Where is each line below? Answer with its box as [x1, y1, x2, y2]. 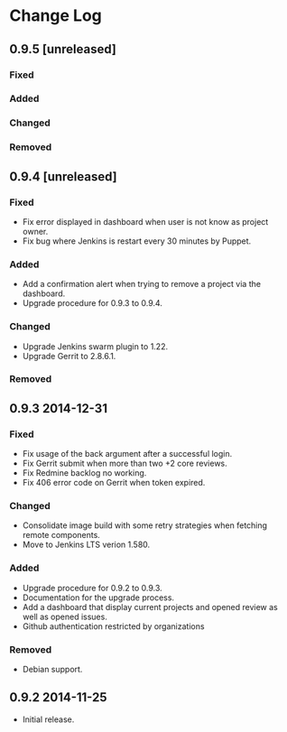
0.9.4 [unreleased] [9, 169, 117, 184]
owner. [22, 226, 49, 236]
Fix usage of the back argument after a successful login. [22, 449, 233, 459]
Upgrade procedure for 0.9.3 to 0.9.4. [22, 298, 162, 309]
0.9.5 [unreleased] [9, 42, 117, 57]
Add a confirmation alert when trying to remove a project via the [22, 279, 262, 290]
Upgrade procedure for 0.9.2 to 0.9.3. [22, 582, 162, 593]
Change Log [9, 5, 102, 26]
